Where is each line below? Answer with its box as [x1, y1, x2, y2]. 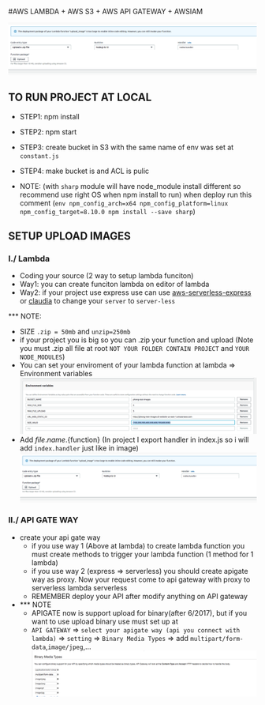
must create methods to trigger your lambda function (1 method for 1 [31, 549, 254, 559]
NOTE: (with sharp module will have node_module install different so [19, 181, 241, 190]
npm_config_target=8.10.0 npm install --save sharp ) [19, 206, 196, 216]
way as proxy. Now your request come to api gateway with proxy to [31, 575, 251, 584]
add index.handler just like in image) [19, 443, 140, 453]
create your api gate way [19, 533, 101, 542]
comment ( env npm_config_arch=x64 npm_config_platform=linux [19, 198, 229, 208]
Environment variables [19, 369, 93, 379]
